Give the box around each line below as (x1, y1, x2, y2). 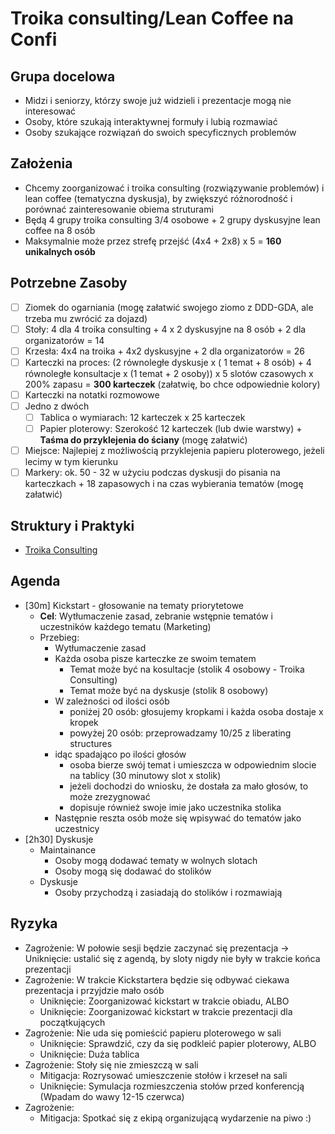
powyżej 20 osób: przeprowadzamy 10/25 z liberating (69, 727, 292, 739)
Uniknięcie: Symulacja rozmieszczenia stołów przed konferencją (39, 1080, 305, 1092)
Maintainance (39, 843, 97, 856)
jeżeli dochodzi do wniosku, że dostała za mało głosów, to (69, 780, 309, 792)
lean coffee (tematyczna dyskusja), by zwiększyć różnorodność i (24, 192, 293, 204)
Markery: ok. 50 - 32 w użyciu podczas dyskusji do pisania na (24, 467, 281, 479)
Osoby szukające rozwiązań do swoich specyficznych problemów (24, 127, 297, 138)
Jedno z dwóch (24, 400, 90, 412)
